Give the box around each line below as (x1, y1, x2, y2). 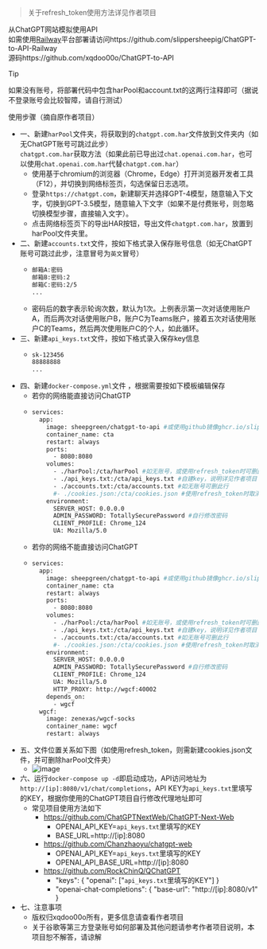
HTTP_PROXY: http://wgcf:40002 (52, 685, 157, 693)
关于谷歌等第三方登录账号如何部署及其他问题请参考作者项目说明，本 (31, 923, 255, 931)
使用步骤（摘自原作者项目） (8, 112, 99, 122)
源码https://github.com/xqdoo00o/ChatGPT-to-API (8, 53, 175, 62)
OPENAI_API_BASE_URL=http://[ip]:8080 (55, 857, 189, 867)
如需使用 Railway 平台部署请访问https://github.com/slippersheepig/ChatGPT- (8, 35, 257, 44)
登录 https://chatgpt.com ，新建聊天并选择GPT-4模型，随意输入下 (31, 189, 246, 198)
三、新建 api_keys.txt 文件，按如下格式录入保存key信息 (19, 334, 200, 343)
